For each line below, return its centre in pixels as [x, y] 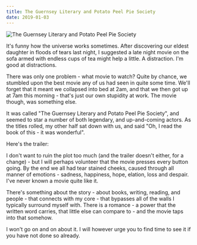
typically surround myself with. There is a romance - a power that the [91, 205]
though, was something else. [42, 101]
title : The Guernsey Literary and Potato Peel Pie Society [81, 12]
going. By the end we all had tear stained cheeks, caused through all [90, 168]
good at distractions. [32, 65]
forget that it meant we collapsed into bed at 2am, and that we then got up [97, 89]
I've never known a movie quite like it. [52, 181]
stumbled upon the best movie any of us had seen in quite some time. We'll [98, 83]
